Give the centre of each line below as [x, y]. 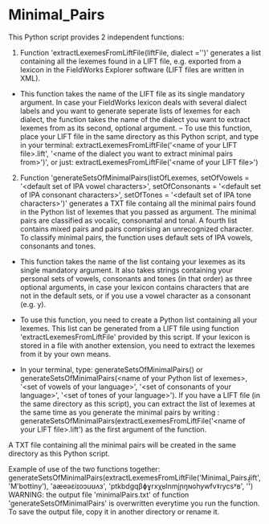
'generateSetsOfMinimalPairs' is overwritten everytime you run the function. [134, 503]
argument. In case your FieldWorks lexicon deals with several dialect [133, 102]
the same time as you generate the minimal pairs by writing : [120, 412]
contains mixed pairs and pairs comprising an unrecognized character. [137, 229]
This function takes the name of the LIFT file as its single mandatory [132, 93]
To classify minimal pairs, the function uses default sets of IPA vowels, [136, 237]
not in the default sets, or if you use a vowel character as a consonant [135, 296]
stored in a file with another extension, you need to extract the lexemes [137, 345]
